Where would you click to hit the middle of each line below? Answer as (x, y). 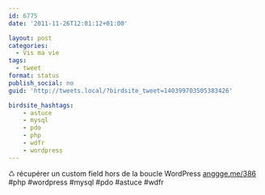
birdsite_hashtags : (41, 105)
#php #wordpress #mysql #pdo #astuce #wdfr (86, 182)
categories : (28, 45)
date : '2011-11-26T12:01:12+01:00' (68, 23)
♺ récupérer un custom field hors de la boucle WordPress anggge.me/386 (132, 173)
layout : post (30, 38)
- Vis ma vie (38, 53)
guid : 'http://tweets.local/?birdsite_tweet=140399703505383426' (120, 91)
